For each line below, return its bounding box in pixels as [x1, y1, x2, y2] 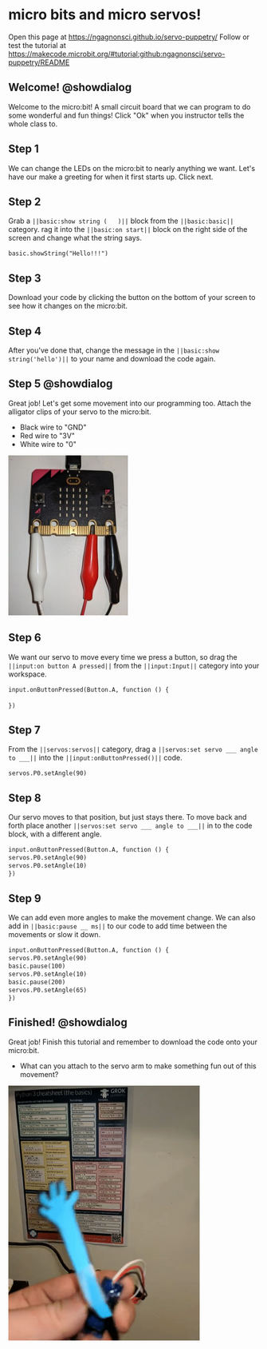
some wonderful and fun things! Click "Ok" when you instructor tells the [8, 110, 245, 120]
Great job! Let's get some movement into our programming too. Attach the [8, 398, 252, 408]
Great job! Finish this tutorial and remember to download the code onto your [8, 1037, 257, 1047]
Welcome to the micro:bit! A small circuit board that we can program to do [8, 102, 251, 111]
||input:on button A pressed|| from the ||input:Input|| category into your [8, 661, 260, 670]
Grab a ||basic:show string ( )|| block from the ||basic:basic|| [8, 216, 234, 225]
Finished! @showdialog [8, 1016, 128, 1029]
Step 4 [8, 324, 42, 337]
